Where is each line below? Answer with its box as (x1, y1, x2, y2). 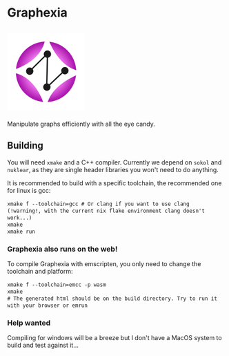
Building (7, 140, 43, 151)
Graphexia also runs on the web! (7, 244, 118, 254)
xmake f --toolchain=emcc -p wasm (7, 281, 107, 288)
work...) (7, 214, 32, 221)
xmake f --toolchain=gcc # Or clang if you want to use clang (7, 200, 190, 207)
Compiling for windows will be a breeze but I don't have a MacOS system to (7, 334, 222, 342)
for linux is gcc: (7, 186, 51, 194)
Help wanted (7, 318, 51, 328)
